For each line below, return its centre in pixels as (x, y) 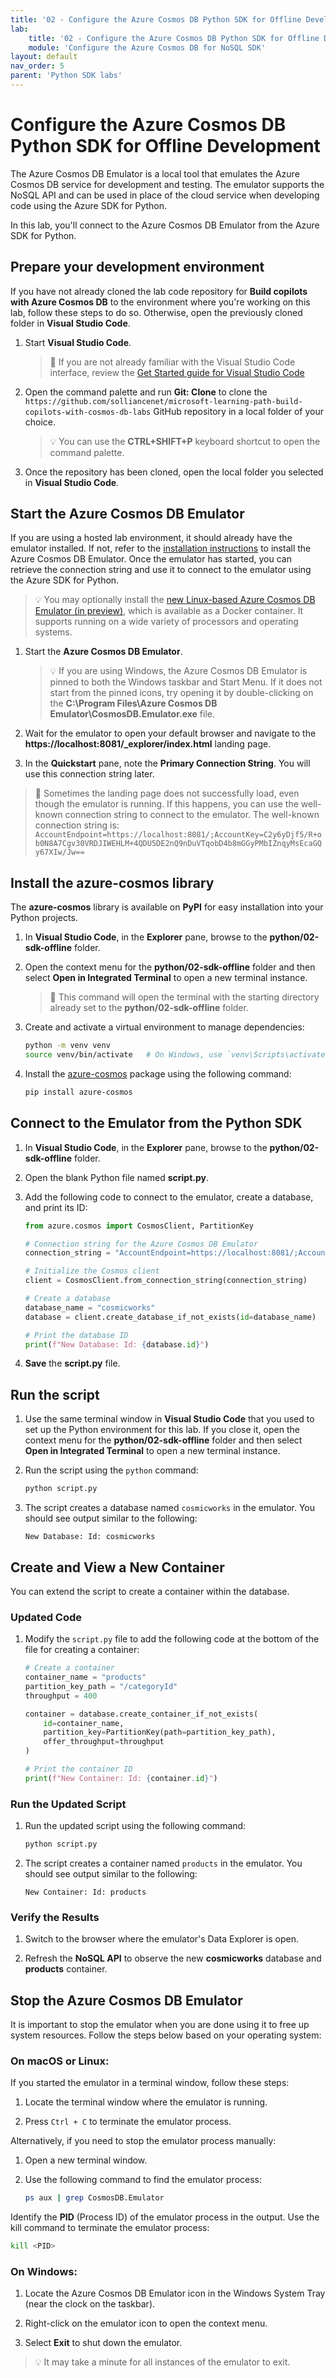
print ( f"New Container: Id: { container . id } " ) (121, 1778)
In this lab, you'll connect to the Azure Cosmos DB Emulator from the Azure (165, 225)
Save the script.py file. (72, 1363)
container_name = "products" (85, 1677)
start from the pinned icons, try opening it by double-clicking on (181, 693)
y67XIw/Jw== (59, 852)
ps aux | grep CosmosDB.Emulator (94, 2198)
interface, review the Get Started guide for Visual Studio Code (177, 372)
